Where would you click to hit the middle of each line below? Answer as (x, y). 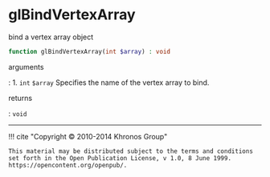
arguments (26, 66)
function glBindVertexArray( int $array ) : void (90, 51)
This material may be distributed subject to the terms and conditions (131, 151)
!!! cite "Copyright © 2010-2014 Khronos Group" (88, 136)
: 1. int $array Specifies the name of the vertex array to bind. (109, 82)
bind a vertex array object (51, 37)
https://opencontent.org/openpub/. (68, 165)
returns (20, 98)
